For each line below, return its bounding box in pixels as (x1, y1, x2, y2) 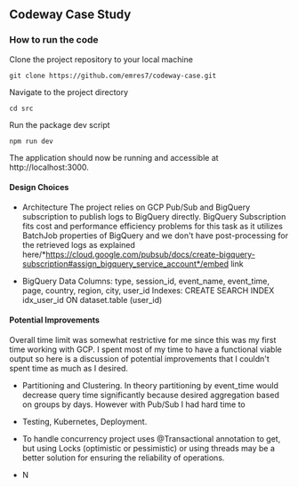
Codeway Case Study (9, 7, 132, 22)
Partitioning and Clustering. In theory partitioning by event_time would (21, 380, 278, 391)
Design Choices (9, 182, 69, 193)
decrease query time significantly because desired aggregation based (21, 390, 280, 401)
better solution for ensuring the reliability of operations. (21, 452, 225, 463)
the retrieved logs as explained (21, 239, 136, 250)
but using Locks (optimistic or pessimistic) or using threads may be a (21, 443, 276, 454)
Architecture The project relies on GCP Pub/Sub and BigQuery (21, 202, 251, 212)
